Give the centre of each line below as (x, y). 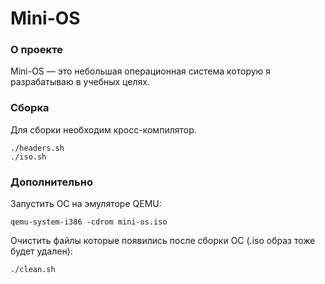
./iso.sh (28, 157)
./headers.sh (37, 148)
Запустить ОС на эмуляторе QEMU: (86, 204)
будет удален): (41, 251)
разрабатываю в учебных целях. (80, 82)
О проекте (36, 50)
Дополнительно (51, 182)
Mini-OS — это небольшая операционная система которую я (141, 71)
